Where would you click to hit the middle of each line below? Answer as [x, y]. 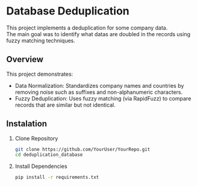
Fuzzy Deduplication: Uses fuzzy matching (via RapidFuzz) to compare [103, 98]
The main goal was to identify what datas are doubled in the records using [98, 34]
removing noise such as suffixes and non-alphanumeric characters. [99, 92]
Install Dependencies [41, 166]
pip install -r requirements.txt [57, 178]
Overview [25, 59]
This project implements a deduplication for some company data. [87, 28]
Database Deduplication [68, 11]
